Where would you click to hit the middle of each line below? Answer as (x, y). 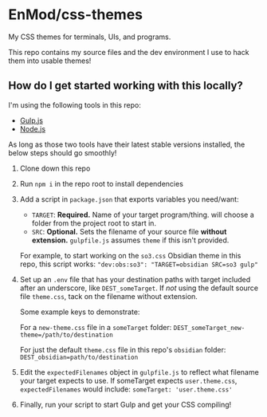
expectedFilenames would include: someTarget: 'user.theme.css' (126, 389)
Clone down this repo (55, 168)
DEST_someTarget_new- (209, 328)
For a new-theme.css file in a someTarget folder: (96, 327)
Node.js (33, 128)
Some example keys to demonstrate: (80, 312)
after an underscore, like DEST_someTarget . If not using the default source (139, 288)
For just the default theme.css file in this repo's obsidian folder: (123, 349)
